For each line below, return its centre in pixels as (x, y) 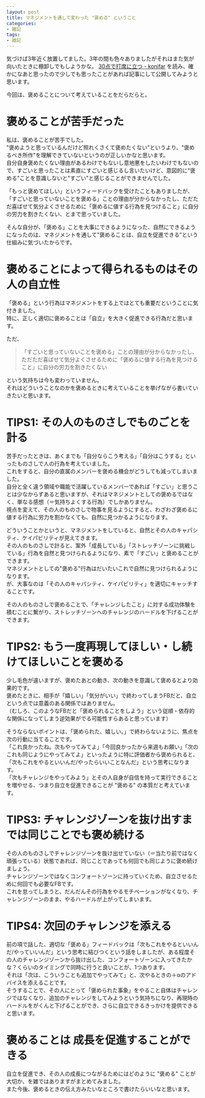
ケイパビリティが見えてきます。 (62, 538)
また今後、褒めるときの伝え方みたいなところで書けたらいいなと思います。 (100, 1089)
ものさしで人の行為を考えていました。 (65, 464)
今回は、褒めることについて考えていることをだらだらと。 (78, 95)
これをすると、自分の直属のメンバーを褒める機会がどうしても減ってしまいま (102, 471)
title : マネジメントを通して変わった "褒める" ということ (71, 18)
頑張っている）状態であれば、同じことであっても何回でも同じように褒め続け (102, 860)
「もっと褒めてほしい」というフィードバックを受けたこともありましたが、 (100, 191)
